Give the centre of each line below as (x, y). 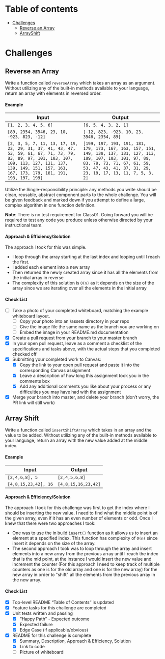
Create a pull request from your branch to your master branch (75, 338)
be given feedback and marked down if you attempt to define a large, (75, 200)
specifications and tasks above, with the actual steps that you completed (86, 349)
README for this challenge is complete (52, 635)
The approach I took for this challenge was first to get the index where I (77, 508)
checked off (24, 354)
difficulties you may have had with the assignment (70, 392)
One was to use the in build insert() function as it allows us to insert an (85, 533)
